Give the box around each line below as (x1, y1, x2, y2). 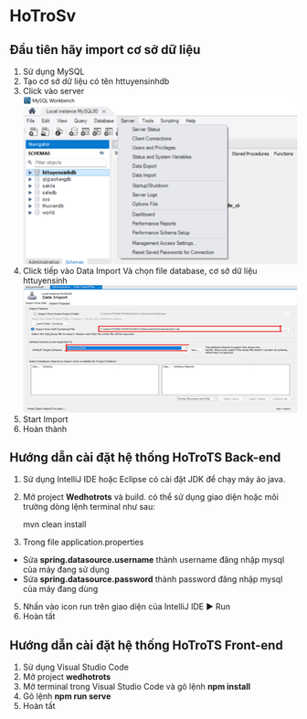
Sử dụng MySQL (22, 66, 85, 77)
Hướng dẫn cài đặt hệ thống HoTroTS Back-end (9, 449, 281, 466)
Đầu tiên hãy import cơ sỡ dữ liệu (9, 42, 201, 58)
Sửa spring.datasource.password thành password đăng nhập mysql (22, 574, 283, 585)
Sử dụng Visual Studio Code (22, 661, 130, 672)
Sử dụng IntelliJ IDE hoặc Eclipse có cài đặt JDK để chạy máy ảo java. (22, 474, 286, 485)
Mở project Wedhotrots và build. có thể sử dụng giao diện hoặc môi (22, 492, 279, 502)
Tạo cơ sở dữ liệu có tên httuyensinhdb (22, 76, 170, 87)
